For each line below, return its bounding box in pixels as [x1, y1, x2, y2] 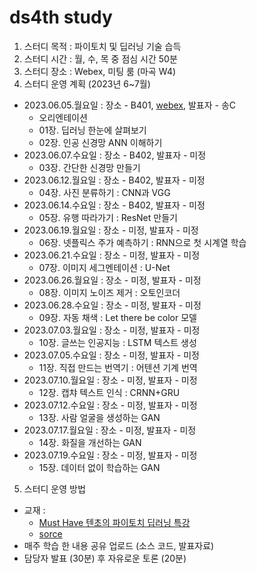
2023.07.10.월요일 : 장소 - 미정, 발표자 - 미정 [23, 374, 198, 386]
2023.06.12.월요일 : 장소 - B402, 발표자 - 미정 [23, 174, 206, 186]
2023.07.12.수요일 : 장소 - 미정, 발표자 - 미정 [23, 399, 198, 411]
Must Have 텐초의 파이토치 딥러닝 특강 [38, 516, 191, 528]
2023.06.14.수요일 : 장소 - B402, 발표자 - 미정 [23, 199, 206, 211]
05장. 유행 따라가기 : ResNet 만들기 [38, 211, 178, 223]
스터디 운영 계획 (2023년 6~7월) [23, 77, 151, 90]
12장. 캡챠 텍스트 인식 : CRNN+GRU [38, 386, 181, 398]
